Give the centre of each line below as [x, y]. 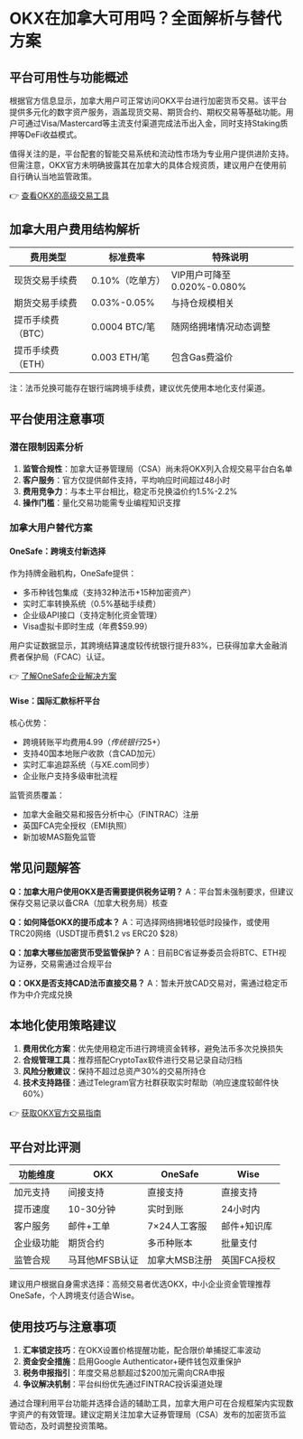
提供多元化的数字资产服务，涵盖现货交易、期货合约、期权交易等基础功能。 [147, 112]
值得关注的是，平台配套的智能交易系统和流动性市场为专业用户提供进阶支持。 [151, 154]
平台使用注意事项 [57, 420]
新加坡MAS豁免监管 [59, 836]
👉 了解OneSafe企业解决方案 [63, 676]
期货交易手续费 [46, 303]
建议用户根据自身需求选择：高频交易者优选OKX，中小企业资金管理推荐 [140, 1285]
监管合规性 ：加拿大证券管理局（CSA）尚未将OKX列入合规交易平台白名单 [157, 468]
